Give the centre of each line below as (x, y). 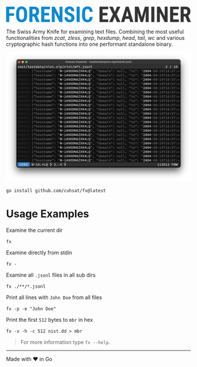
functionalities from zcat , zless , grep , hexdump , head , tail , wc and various (95, 38)
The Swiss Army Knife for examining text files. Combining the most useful (95, 31)
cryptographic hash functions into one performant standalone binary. (89, 44)
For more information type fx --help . (65, 342)
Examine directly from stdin (39, 252)
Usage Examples (48, 213)
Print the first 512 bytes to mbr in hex (50, 319)
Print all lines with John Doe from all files (54, 297)
